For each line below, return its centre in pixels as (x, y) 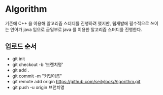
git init (18, 59)
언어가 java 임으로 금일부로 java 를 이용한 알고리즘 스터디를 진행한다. (76, 29)
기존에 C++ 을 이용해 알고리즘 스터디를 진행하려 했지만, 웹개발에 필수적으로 (77, 23)
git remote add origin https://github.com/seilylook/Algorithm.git (76, 81)
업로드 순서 (21, 47)
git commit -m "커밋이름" (37, 76)
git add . (21, 70)
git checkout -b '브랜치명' (38, 64)
